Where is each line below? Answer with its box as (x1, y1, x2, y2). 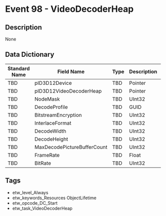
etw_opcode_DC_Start (12, 200, 58, 206)
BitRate (34, 159, 51, 166)
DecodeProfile (34, 104, 68, 110)
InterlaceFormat (34, 119, 72, 126)
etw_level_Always (12, 189, 48, 195)
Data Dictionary (5, 50, 54, 59)
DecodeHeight (34, 136, 68, 143)
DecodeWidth (34, 127, 67, 134)
